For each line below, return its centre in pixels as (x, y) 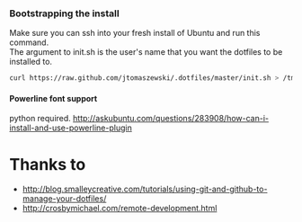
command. (29, 42)
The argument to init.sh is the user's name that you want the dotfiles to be (146, 52)
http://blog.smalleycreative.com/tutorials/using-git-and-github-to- (145, 189)
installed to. (31, 62)
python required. (40, 119)
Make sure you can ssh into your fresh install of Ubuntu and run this (135, 33)
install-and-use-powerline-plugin (71, 128)
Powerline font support (53, 98)
